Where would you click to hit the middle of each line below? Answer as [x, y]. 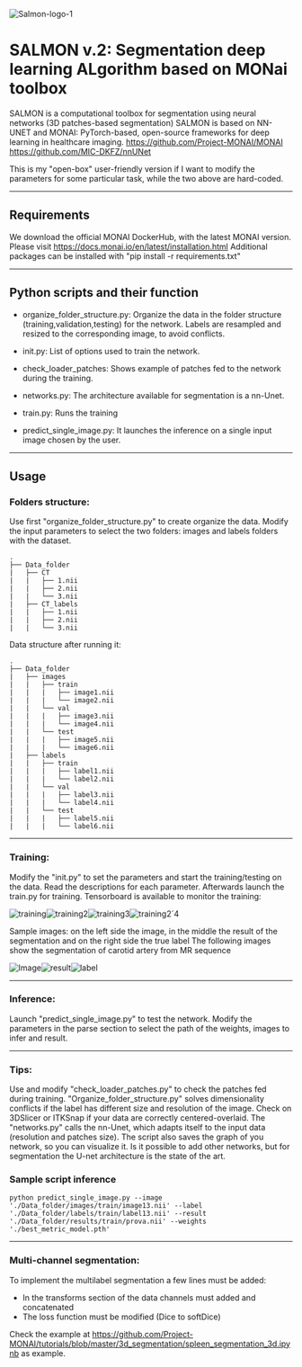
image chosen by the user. [71, 440]
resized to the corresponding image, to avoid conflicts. [124, 334]
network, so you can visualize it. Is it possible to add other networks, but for [150, 1147]
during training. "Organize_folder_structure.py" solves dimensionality [137, 1099]
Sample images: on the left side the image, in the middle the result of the [144, 931]
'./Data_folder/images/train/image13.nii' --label [106, 1206]
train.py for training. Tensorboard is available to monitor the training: [136, 896]
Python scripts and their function [104, 293]
